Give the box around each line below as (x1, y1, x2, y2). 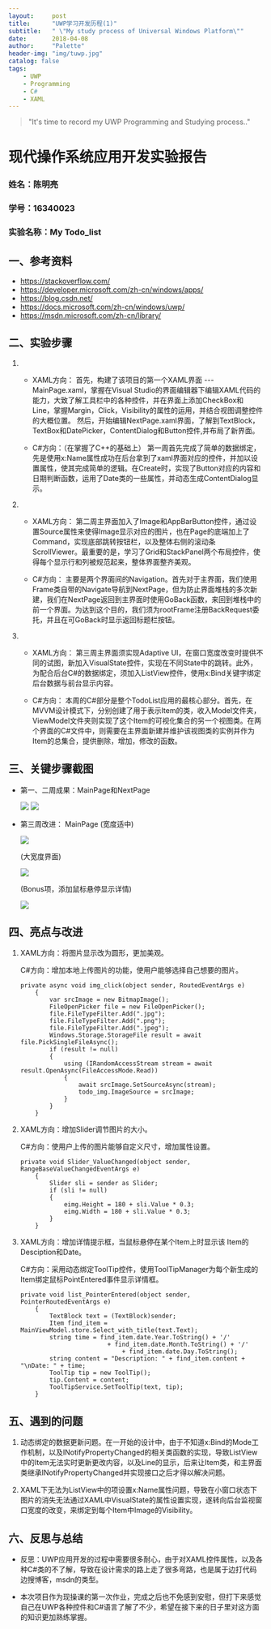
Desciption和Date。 (19, 1247, 87, 1257)
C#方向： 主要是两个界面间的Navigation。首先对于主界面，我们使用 (32, 574, 257, 584)
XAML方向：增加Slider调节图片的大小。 (19, 1124, 152, 1134)
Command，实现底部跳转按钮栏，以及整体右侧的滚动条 (32, 536, 216, 546)
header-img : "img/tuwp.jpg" (8, 49, 104, 58)
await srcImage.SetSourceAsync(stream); (78, 1081, 217, 1090)
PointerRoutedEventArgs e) (19, 1298, 112, 1306)
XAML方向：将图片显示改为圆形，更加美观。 (19, 948, 168, 958)
